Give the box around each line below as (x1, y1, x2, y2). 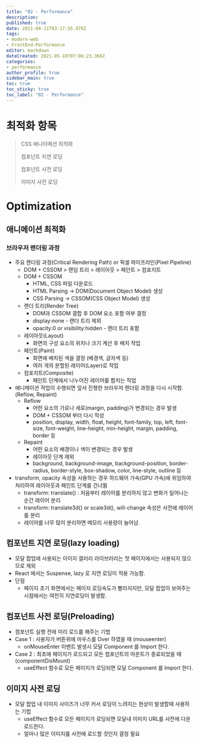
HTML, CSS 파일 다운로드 (32, 279, 94, 287)
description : (6, 14, 39, 20)
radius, (32, 467, 50, 474)
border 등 (32, 431, 56, 439)
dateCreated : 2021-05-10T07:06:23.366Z (6, 53, 105, 59)
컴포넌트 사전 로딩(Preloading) (6, 611, 115, 621)
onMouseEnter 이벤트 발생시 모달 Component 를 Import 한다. (23, 643, 170, 650)
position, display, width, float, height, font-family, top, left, (32, 418, 175, 425)
